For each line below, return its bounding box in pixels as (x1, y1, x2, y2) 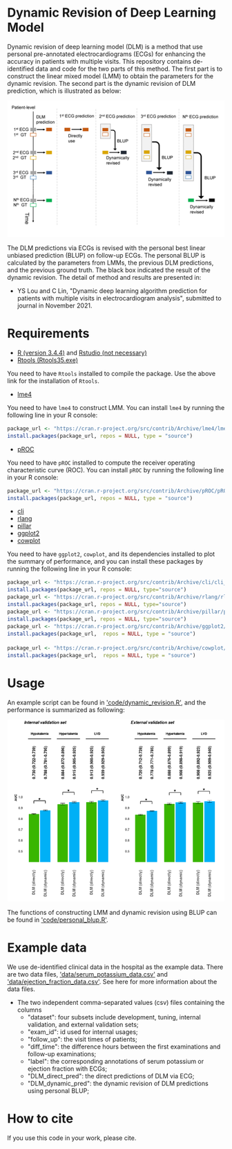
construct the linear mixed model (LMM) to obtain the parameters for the (7, 71, 214, 80)
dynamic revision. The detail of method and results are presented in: (7, 273, 202, 281)
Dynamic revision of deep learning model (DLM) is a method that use (7, 42, 203, 51)
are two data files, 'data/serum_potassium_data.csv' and (7, 970, 168, 978)
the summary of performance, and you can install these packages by (7, 558, 204, 566)
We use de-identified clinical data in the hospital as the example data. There (7, 963, 224, 971)
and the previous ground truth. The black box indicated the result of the (7, 265, 211, 274)
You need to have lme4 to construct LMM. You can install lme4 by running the (7, 403, 225, 411)
